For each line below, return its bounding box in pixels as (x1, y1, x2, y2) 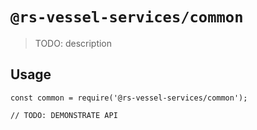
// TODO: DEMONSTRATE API (10, 110, 118, 120)
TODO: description (34, 37, 113, 49)
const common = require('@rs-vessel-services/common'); (10, 93, 248, 103)
